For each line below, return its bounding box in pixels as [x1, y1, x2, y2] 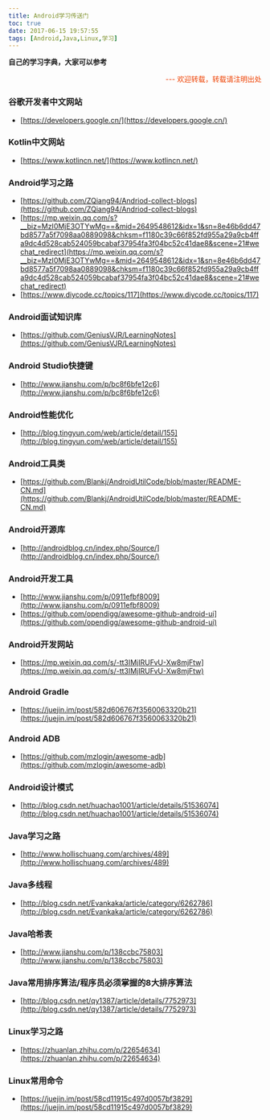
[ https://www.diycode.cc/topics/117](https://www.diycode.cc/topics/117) [19, 290, 260, 300]
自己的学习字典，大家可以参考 [8, 57, 107, 67]
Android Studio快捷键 [8, 360, 94, 371]
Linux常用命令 [8, 1075, 63, 1086]
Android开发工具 [8, 572, 74, 584]
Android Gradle [8, 687, 70, 698]
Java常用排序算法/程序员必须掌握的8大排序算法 [8, 977, 193, 988]
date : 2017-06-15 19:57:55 [8, 27, 99, 35]
